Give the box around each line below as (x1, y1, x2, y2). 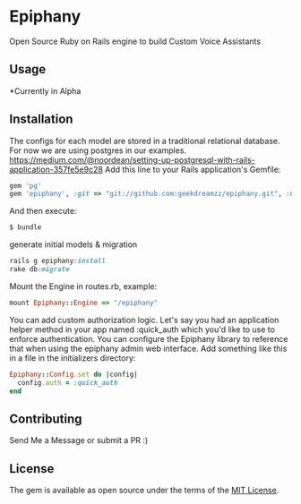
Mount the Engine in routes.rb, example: (9, 280, 158, 292)
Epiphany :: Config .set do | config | (9, 370, 139, 379)
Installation (9, 112, 73, 127)
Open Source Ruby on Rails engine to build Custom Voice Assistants (9, 36, 262, 47)
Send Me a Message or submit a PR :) (9, 435, 149, 446)
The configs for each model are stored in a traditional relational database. (9, 135, 280, 146)
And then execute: (9, 206, 77, 217)
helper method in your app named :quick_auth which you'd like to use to (9, 324, 276, 335)
